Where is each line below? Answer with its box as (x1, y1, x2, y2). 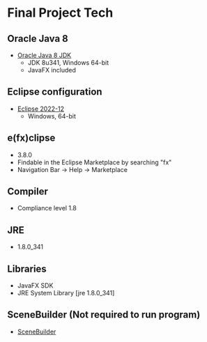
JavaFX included (27, 66, 77, 74)
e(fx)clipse (7, 132, 56, 144)
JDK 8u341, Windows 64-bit (27, 59, 109, 67)
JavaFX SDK (17, 281, 54, 290)
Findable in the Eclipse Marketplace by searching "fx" (17, 158, 172, 166)
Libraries (7, 263, 47, 274)
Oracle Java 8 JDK (17, 51, 72, 59)
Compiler (7, 186, 49, 198)
